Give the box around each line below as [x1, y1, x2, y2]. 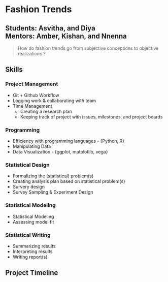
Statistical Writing [5, 231, 51, 238]
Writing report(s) [12, 254, 48, 260]
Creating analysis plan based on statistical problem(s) [12, 178, 125, 184]
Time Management [12, 103, 52, 109]
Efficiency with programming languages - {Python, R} [12, 138, 125, 144]
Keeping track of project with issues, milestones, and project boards [20, 113, 163, 120]
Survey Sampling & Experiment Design [12, 189, 93, 195]
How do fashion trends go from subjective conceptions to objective [17, 45, 159, 51]
